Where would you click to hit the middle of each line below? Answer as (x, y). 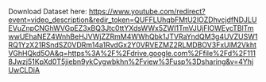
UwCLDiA (24, 70)
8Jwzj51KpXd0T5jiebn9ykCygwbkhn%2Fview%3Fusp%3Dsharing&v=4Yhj (131, 61)
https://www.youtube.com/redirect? (147, 11)
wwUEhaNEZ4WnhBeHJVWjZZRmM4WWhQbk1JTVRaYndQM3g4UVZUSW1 (133, 36)
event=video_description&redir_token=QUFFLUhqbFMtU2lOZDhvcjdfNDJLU (133, 20)
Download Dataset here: (48, 11)
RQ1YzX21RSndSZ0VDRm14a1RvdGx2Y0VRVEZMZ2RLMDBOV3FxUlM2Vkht (132, 45)
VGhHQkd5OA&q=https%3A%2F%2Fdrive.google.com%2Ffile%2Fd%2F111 (132, 53)
